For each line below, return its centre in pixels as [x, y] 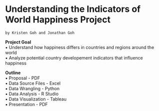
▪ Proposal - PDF [23, 78]
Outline [13, 72]
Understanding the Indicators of [73, 9]
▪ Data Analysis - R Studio [32, 94]
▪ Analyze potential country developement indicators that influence [74, 57]
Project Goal [18, 42]
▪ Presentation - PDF [27, 104]
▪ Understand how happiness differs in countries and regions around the [80, 47]
